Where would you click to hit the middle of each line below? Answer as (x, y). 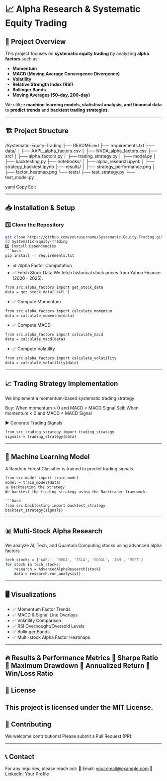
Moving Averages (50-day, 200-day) (51, 95)
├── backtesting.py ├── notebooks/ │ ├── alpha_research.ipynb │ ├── (80, 161)
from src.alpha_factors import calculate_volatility (61, 358)
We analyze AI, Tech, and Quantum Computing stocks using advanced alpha (83, 546)
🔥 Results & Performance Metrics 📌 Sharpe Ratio (82, 658)
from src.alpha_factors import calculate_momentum (59, 311)
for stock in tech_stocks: (33, 565)
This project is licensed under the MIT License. (79, 707)
